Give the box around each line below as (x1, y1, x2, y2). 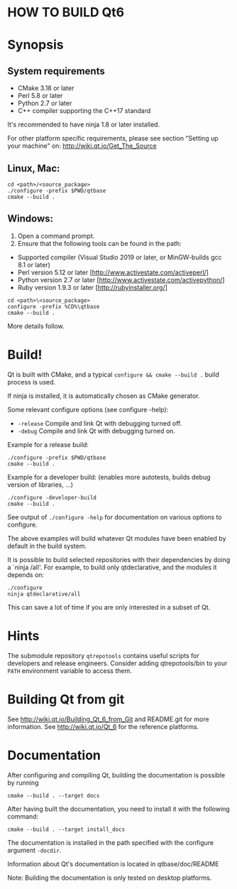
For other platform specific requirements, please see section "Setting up (7, 134, 219, 143)
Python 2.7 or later (17, 99, 72, 107)
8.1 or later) (17, 260, 51, 269)
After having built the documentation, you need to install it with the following (7, 804, 231, 813)
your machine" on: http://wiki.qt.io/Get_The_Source (7, 141, 158, 150)
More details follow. (7, 321, 65, 330)
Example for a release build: (7, 440, 89, 448)
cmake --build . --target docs (7, 792, 100, 799)
